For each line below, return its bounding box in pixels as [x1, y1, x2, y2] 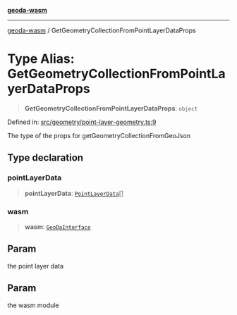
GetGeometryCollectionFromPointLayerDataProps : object [24, 104, 198, 112]
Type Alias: [7, 51, 75, 67]
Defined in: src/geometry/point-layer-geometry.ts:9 [7, 118, 157, 126]
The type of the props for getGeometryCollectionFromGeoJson [7, 131, 191, 140]
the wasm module [7, 301, 59, 309]
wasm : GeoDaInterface [24, 222, 91, 231]
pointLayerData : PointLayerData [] [24, 189, 124, 197]
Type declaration [7, 152, 83, 164]
